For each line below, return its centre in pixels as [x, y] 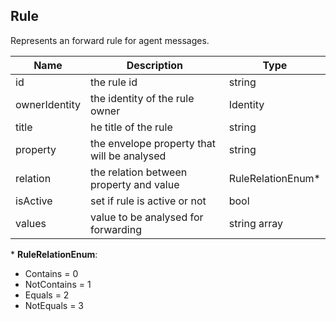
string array [256, 223]
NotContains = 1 [58, 284]
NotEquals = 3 [54, 305]
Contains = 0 [51, 273]
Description [155, 65]
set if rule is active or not [148, 201]
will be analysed [128, 156]
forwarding [115, 229]
